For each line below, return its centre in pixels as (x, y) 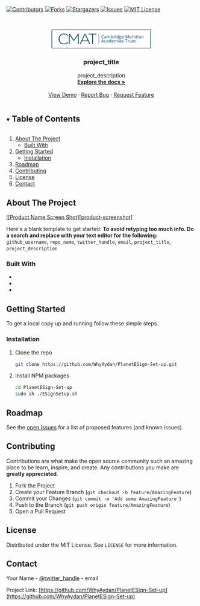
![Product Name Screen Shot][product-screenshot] (70, 217)
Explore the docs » (101, 82)
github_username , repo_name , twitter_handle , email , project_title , (89, 242)
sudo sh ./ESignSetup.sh (46, 394)
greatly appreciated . (32, 474)
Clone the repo (33, 352)
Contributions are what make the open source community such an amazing (99, 461)
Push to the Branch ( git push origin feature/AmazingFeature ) (92, 504)
